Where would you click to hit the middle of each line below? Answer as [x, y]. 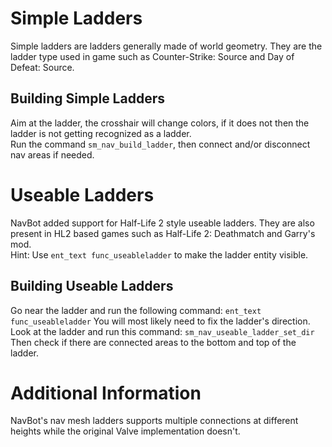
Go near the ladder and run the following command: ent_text [136, 310]
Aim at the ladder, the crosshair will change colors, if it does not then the [160, 123]
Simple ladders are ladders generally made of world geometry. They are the [166, 46]
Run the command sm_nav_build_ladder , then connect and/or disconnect [160, 144]
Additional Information [106, 393]
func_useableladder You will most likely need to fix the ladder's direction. [160, 321]
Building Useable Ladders [92, 286]
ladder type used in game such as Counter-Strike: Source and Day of [152, 56]
